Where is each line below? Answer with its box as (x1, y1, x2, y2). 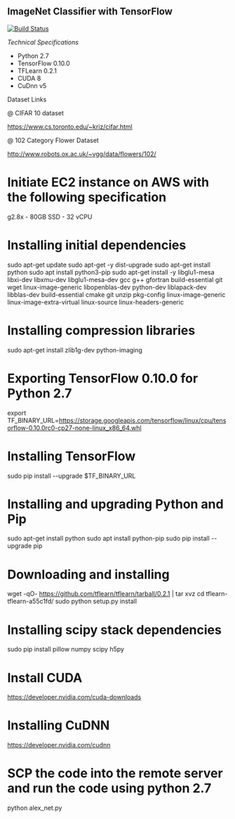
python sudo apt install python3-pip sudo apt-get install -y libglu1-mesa (7, 267, 215, 277)
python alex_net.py (7, 804, 62, 812)
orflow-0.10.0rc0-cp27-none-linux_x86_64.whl (7, 424, 142, 432)
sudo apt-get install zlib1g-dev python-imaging (7, 345, 142, 354)
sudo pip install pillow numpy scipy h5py (7, 645, 125, 654)
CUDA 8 (17, 74, 41, 82)
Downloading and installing (7, 566, 170, 583)
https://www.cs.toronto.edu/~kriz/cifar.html (7, 122, 133, 131)
